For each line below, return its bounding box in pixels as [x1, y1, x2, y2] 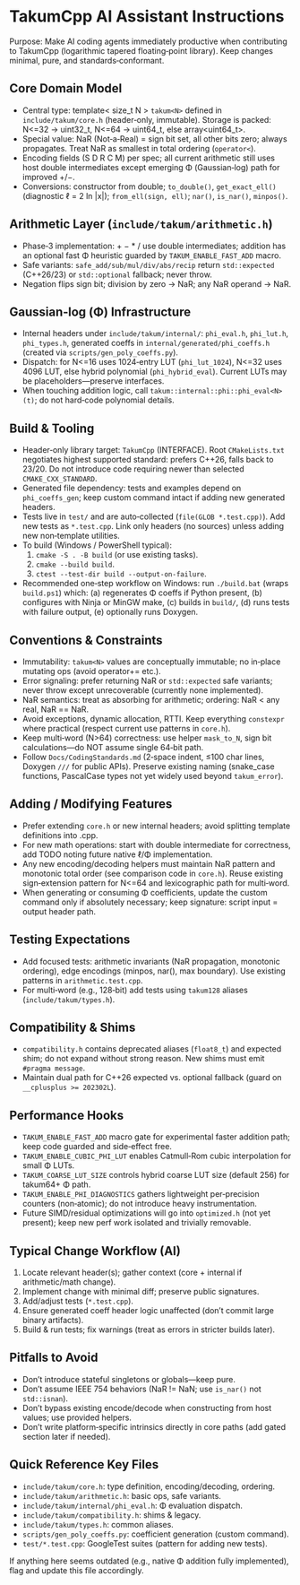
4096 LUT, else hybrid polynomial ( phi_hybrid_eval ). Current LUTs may [21, 366, 287, 377]
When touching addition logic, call [21, 385, 149, 396]
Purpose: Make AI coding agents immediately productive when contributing [9, 36, 288, 47]
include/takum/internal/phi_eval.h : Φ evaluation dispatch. [21, 1500, 244, 1511]
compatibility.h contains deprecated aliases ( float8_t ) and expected [21, 1044, 282, 1054]
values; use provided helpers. [21, 1412, 133, 1423]
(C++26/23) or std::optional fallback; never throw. [21, 269, 212, 280]
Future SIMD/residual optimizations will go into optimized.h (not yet [21, 1208, 271, 1218]
